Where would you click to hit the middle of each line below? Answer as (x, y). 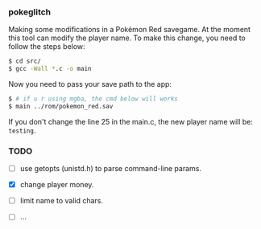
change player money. (57, 185)
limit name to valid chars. (61, 201)
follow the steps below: (47, 47)
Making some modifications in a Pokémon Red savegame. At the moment (130, 30)
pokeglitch (30, 12)
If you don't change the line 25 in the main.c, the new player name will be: (131, 121)
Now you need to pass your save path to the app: (90, 84)
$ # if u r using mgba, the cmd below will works (93, 99)
